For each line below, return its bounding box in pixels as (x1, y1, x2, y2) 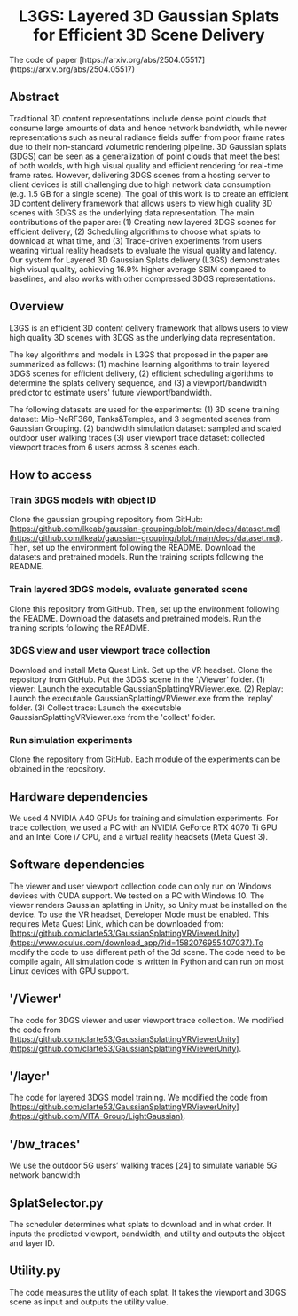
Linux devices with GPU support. (9, 965, 129, 976)
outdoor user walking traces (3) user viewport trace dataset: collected (9, 432, 266, 443)
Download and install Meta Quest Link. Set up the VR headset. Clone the (9, 664, 273, 675)
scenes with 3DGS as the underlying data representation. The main (9, 207, 255, 218)
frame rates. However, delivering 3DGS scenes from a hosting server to (9, 169, 271, 180)
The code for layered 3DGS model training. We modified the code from (9, 1093, 268, 1103)
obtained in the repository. (9, 764, 106, 774)
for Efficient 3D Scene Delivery (33, 25, 265, 45)
